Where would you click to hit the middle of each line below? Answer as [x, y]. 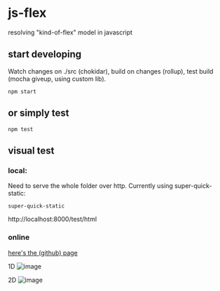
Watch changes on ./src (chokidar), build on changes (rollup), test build [111, 71]
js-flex [27, 13]
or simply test [39, 113]
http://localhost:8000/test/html [53, 219]
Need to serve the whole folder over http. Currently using [91, 186]
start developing [45, 54]
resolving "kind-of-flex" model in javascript [70, 32]
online [19, 238]
